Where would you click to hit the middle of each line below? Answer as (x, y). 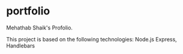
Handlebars (20, 46)
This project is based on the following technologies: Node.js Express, (91, 39)
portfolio (28, 11)
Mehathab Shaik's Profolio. (40, 28)
